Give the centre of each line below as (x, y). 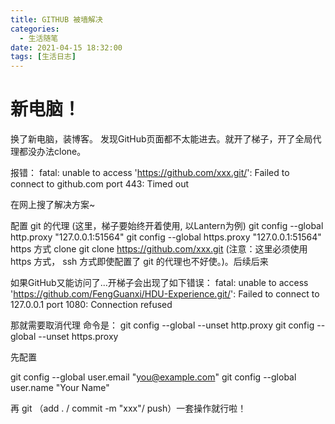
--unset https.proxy (78, 337)
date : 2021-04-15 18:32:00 (66, 47)
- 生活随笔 (39, 38)
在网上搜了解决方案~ (53, 205)
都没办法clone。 (52, 152)
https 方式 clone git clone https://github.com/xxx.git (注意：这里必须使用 (159, 249)
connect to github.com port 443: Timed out (99, 184)
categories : (35, 29)
